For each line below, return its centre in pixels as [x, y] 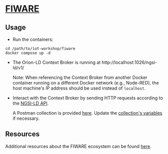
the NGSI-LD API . [31, 103]
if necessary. [26, 118]
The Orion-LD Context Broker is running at [57, 62]
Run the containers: [33, 39]
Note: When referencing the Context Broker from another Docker [80, 78]
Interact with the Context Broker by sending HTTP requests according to [88, 98]
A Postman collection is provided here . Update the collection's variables [87, 113]
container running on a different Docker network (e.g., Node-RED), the [86, 83]
